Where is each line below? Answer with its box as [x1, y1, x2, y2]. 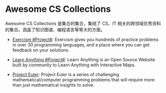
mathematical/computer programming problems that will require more [12, 77, 155, 83]
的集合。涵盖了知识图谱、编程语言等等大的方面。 [5, 26, 105, 33]
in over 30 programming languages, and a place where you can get [12, 42, 150, 47]
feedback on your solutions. [12, 47, 70, 53]
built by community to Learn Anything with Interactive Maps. [12, 62, 136, 68]
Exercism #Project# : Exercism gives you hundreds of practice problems [12, 36, 159, 43]
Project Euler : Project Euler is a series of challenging [12, 71, 119, 77]
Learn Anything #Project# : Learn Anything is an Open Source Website [12, 56, 155, 62]
